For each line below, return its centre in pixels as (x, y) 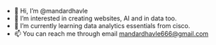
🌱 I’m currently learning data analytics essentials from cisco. (102, 26)
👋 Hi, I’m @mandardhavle (51, 11)
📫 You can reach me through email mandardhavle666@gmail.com (111, 34)
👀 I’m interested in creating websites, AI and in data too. (95, 18)
